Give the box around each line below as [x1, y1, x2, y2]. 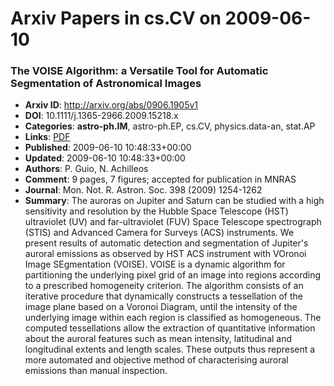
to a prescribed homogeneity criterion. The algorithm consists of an [24, 280, 304, 292]
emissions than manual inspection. [24, 365, 168, 377]
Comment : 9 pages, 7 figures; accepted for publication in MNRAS [24, 173, 297, 186]
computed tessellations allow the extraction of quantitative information [24, 322, 316, 334]
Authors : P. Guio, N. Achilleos [24, 163, 149, 175]
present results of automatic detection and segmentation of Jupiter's [24, 237, 309, 249]
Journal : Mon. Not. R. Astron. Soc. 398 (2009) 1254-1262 [24, 184, 263, 196]
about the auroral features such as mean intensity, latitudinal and [24, 333, 293, 345]
